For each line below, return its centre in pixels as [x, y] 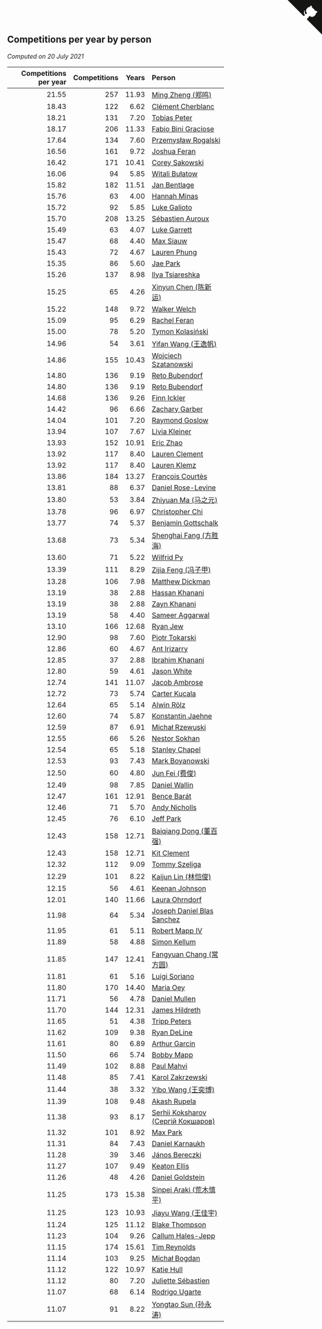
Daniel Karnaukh [178, 1143]
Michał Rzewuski [179, 727]
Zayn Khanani [174, 603]
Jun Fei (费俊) [174, 773]
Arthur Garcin [174, 1043]
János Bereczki [176, 1155]
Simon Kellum [174, 941]
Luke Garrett [172, 230]
